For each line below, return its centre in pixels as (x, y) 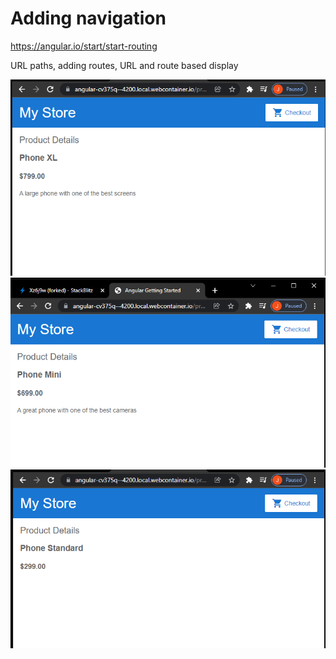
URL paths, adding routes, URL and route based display (124, 65)
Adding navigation (88, 18)
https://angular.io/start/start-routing (84, 46)
